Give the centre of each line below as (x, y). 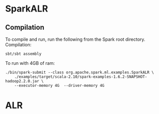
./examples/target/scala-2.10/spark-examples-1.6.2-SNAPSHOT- (81, 77)
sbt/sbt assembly (23, 54)
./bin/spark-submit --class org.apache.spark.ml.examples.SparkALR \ (80, 72)
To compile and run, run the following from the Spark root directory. (75, 39)
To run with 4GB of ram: (30, 63)
